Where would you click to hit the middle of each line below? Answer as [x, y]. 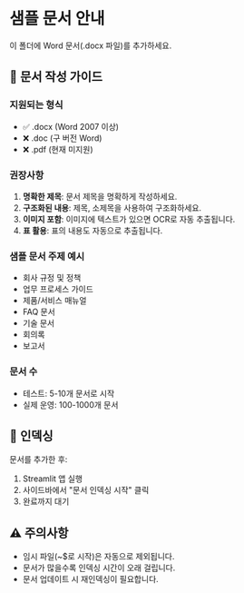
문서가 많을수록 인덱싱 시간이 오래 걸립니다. [99, 568]
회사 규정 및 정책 [52, 278]
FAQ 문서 [39, 312]
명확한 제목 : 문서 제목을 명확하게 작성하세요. [100, 196]
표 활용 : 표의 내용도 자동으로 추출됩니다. [93, 230]
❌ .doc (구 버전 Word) [62, 138]
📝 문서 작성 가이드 [56, 77]
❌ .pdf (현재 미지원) [58, 149]
